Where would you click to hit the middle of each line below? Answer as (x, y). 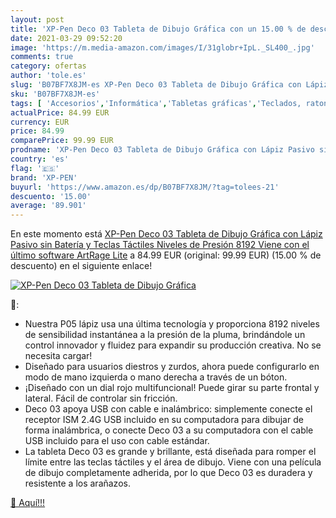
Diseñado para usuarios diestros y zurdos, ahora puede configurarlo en (172, 367)
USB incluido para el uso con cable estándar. (117, 441)
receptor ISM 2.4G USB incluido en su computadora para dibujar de (164, 420)
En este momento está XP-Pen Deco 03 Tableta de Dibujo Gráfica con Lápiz (166, 234)
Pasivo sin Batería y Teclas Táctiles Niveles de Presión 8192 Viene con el (160, 245)
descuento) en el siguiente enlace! (81, 266)
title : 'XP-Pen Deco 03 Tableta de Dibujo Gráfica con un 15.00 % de (158, 29)
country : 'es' (40, 159)
